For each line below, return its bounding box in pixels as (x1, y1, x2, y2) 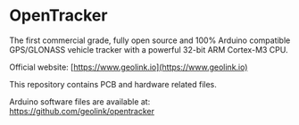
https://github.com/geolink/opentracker (9, 105, 154, 116)
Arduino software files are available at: (9, 96, 151, 107)
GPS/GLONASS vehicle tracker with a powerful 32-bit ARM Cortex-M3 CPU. (9, 44, 288, 54)
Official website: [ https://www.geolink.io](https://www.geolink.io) (9, 62, 248, 72)
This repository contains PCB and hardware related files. (9, 79, 217, 89)
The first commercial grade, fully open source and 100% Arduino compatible (9, 35, 291, 46)
